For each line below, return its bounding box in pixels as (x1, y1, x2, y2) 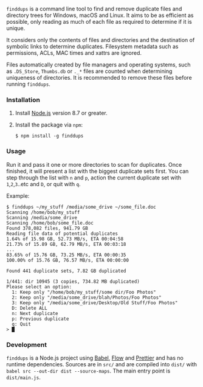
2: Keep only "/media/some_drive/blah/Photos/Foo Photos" (12, 295, 162, 301)
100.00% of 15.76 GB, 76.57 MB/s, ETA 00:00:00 (6, 257, 129, 263)
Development (6, 340, 47, 349)
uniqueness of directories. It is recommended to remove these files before (6, 74, 193, 81)
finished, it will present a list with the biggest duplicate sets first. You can (6, 167, 189, 175)
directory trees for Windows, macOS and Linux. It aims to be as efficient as (6, 12, 194, 19)
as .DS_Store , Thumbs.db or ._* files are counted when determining (6, 68, 173, 75)
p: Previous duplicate (12, 316, 69, 322)
